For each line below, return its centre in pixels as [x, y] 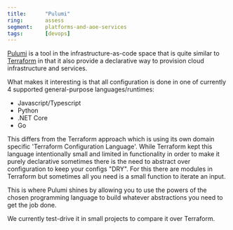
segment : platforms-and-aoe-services [67, 27]
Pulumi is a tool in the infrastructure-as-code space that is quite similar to [113, 53]
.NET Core [32, 118]
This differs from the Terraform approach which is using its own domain [111, 139]
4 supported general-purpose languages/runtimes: [81, 89]
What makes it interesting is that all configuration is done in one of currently [117, 82]
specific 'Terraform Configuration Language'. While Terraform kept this [110, 147]
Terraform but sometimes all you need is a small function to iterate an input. [116, 177]
